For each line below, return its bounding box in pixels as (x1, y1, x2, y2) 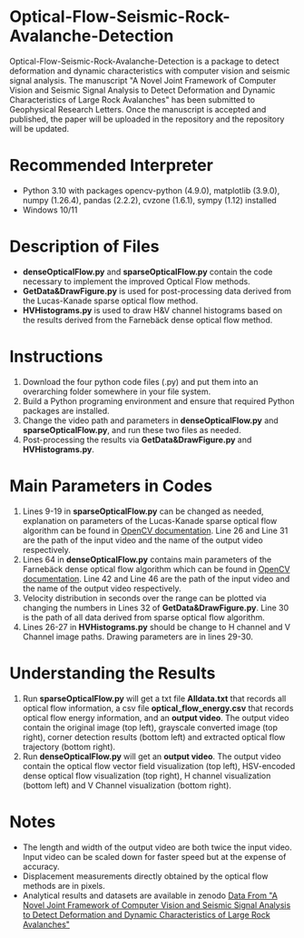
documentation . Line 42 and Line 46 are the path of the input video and (22, 573, 290, 584)
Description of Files (9, 236, 160, 257)
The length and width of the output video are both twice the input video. (22, 842, 292, 853)
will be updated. (9, 123, 70, 133)
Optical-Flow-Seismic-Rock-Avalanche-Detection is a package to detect (9, 55, 279, 66)
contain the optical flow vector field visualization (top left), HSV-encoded (22, 760, 296, 771)
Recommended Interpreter (9, 155, 213, 176)
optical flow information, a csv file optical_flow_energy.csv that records (22, 702, 294, 714)
